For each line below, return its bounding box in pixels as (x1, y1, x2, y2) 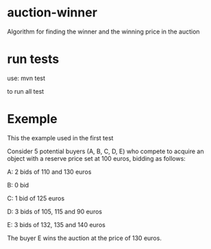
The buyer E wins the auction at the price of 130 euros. (7, 234, 162, 242)
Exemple (7, 112, 58, 127)
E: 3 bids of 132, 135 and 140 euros (7, 220, 106, 228)
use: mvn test (7, 74, 46, 82)
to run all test (7, 87, 45, 95)
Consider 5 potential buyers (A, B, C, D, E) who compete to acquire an (7, 147, 204, 155)
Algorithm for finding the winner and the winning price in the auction (7, 27, 200, 36)
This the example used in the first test (7, 133, 114, 142)
